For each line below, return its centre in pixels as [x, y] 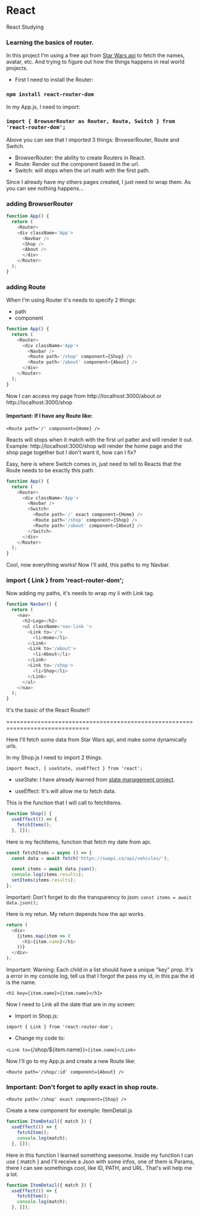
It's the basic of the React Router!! [48, 710]
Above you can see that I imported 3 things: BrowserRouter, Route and [93, 140]
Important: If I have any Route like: [50, 416]
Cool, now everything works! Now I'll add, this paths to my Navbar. [88, 565]
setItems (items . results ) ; [44, 880]
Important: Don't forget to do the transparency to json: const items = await [99, 897]
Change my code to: [40, 1038]
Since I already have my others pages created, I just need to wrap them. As [99, 182]
